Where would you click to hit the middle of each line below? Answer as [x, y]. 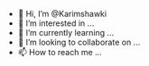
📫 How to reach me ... [60, 52]
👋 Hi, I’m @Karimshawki [62, 14]
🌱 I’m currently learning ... [66, 33]
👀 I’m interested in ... [56, 23]
